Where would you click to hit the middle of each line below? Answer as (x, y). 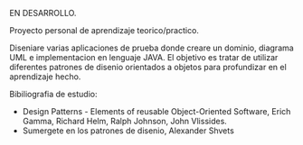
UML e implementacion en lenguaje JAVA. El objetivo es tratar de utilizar (144, 57)
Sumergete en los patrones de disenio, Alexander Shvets (128, 131)
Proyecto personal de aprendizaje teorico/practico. (104, 30)
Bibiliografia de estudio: (53, 94)
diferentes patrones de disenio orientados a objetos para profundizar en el (148, 67)
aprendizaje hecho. (45, 77)
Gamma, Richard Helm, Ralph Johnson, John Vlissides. (125, 121)
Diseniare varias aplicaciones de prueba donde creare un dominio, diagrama (151, 48)
